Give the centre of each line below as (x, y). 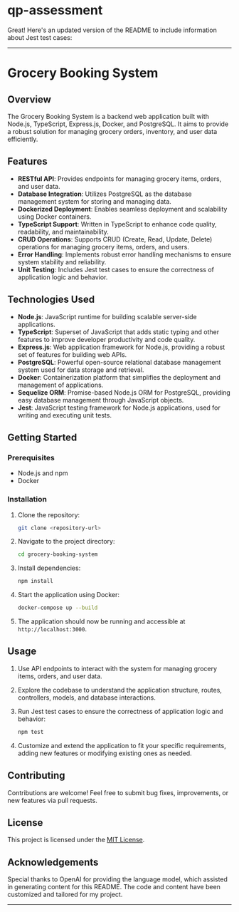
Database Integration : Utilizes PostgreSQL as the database (105, 194)
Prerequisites (31, 457)
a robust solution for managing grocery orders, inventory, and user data (112, 131)
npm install (35, 581)
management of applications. (60, 385)
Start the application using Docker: (68, 595)
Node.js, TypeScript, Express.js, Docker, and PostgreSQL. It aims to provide (118, 124)
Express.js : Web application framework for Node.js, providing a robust (121, 347)
